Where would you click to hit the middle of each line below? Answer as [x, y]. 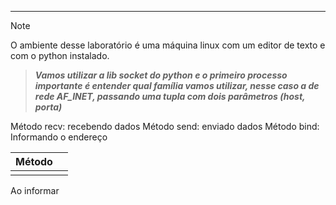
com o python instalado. [60, 55]
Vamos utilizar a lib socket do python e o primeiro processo [161, 75]
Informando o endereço [59, 137]
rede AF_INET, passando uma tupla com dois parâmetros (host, [170, 96]
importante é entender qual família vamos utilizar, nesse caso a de [177, 85]
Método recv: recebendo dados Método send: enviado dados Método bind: [165, 126]
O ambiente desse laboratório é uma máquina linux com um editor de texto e [168, 45]
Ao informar [35, 190]
